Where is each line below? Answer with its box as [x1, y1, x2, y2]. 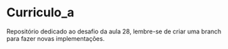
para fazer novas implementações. [6, 34, 105, 42]
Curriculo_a [6, 5, 75, 20]
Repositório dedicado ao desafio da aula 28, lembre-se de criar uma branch [6, 27, 222, 35]
